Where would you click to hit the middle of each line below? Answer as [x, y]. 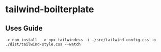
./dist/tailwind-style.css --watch [43, 44]
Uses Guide [24, 28]
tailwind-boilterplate [50, 9]
